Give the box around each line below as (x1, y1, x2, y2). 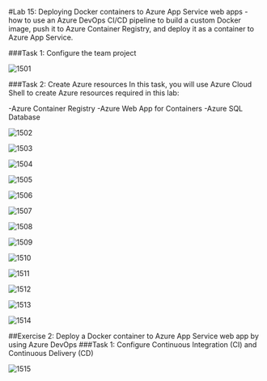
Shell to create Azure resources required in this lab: (8, 88, 180, 98)
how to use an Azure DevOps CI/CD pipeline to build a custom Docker (8, 15, 241, 25)
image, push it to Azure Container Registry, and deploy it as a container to (8, 24, 255, 33)
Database (8, 112, 40, 122)
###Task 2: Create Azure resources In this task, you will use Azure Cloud (8, 80, 252, 89)
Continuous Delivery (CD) (8, 349, 95, 358)
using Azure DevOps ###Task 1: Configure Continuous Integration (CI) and (8, 340, 257, 350)
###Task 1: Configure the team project (8, 48, 137, 57)
